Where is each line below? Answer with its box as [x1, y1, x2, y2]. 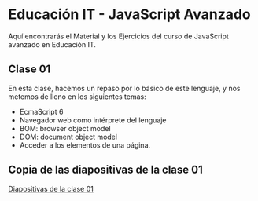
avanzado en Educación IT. [8, 39, 97, 49]
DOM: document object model [19, 132, 118, 141]
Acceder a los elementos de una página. [19, 140, 151, 150]
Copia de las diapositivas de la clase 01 [8, 163, 203, 177]
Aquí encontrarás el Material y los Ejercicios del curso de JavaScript [8, 31, 230, 41]
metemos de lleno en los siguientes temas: [8, 92, 147, 101]
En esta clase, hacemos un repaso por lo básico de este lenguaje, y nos [8, 83, 241, 93]
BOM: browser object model [19, 123, 112, 133]
